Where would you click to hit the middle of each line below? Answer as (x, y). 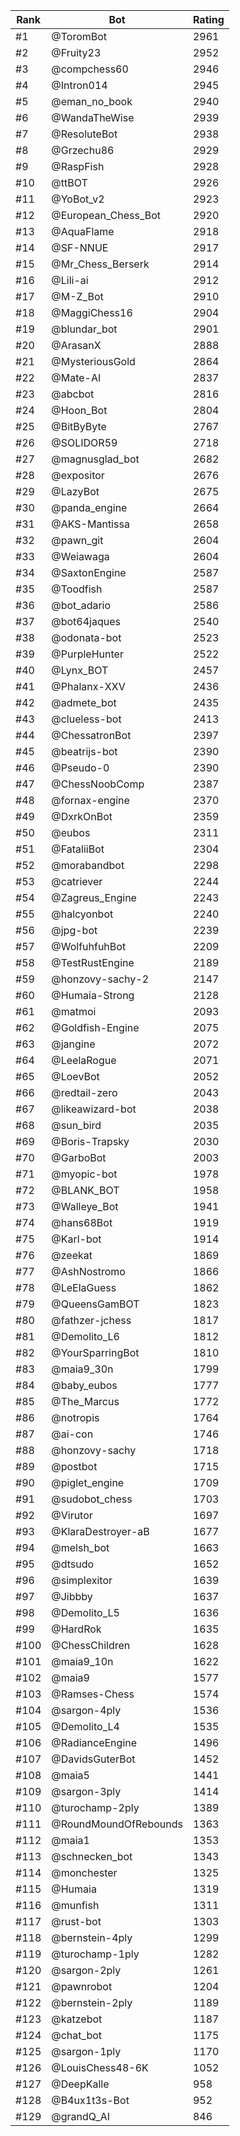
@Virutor (72, 1515)
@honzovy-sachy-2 (100, 979)
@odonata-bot (86, 637)
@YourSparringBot (95, 1352)
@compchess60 (90, 69)
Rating (208, 19)
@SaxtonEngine (89, 572)
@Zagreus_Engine (94, 897)
